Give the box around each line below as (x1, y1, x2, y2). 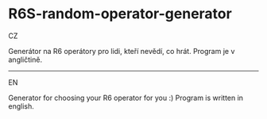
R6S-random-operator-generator (8, 5, 232, 23)
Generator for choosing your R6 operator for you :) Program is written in (8, 93, 244, 102)
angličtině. (8, 55, 42, 64)
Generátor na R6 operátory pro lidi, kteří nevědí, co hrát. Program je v (8, 46, 235, 56)
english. (8, 101, 34, 111)
